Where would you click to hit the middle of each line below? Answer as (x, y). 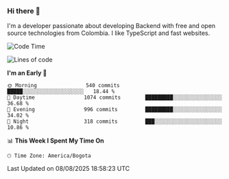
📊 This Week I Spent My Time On (56, 141)
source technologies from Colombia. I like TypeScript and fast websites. (109, 33)
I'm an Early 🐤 (27, 73)
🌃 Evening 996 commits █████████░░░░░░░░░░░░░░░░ (115, 110)
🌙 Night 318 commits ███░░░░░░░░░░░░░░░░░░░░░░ (115, 122)
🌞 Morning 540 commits (63, 86)
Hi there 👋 (24, 11)
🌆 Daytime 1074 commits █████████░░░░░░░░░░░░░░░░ (115, 98)
